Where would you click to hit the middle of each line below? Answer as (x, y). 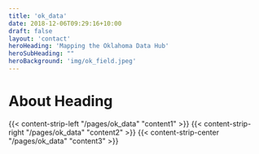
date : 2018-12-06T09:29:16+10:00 (65, 24)
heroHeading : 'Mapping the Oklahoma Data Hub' (89, 46)
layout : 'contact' (40, 38)
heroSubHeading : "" (42, 53)
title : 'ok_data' (38, 16)
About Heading (61, 101)
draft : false (31, 31)
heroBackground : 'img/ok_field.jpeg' (72, 62)
